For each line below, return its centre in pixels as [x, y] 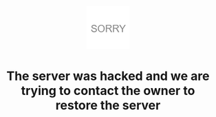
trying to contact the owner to [108, 91]
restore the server [108, 106]
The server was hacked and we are [108, 76]
